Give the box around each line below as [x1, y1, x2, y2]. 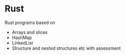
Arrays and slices [11, 29, 48, 35]
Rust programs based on [4, 19, 55, 25]
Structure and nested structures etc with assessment [11, 45, 121, 51]
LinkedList [11, 39, 33, 45]
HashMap [11, 34, 32, 40]
